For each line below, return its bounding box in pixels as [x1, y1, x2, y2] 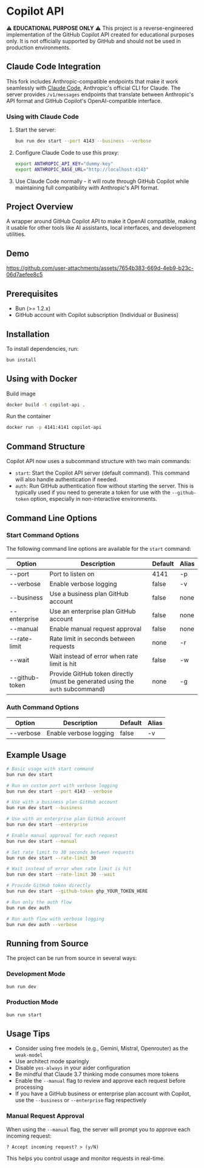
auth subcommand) [49, 684, 106, 693]
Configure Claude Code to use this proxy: [15, 149, 120, 156]
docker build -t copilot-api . [6, 402, 86, 408]
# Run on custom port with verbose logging [6, 782, 118, 788]
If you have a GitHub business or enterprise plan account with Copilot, [15, 1090, 191, 1097]
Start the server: [15, 126, 56, 133]
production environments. [6, 44, 71, 51]
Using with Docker [6, 373, 78, 384]
